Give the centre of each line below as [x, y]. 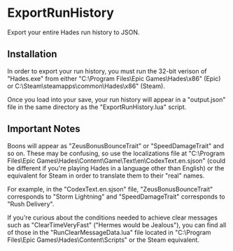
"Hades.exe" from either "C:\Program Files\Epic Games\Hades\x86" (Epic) [114, 78]
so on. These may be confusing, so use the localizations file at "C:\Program [116, 153]
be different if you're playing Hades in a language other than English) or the [116, 168]
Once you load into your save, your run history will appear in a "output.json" [116, 99]
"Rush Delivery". [31, 203]
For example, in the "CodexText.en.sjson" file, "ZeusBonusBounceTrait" [110, 189]
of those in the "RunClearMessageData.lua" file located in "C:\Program [109, 232]
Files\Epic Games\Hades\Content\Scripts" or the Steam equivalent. [103, 240]
